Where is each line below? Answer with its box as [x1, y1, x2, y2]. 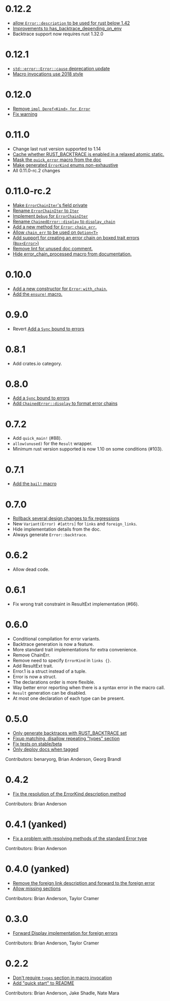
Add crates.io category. [12, 360, 62, 366]
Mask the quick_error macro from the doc [12, 156, 102, 163]
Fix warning [12, 111, 38, 117]
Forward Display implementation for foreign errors [12, 930, 118, 936]
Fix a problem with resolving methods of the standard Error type [12, 835, 148, 841]
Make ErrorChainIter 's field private [12, 202, 88, 208]
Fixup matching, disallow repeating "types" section [12, 735, 120, 742]
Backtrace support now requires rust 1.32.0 [12, 31, 103, 37]
